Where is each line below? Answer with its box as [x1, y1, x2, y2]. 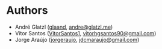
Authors [6, 4, 48, 17]
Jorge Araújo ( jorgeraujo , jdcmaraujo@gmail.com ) [14, 36, 140, 43]
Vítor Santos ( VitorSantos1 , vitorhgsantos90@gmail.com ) [14, 29, 157, 36]
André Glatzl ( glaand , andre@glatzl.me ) [14, 23, 113, 30]
